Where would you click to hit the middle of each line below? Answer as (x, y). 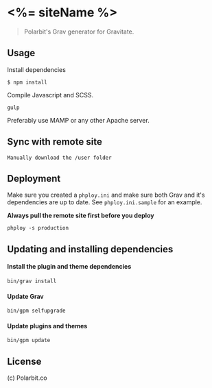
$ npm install (27, 82)
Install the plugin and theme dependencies (69, 267)
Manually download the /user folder (59, 158)
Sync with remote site (55, 142)
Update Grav (25, 296)
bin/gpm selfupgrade (37, 311)
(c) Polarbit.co (27, 378)
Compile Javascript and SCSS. (50, 95)
